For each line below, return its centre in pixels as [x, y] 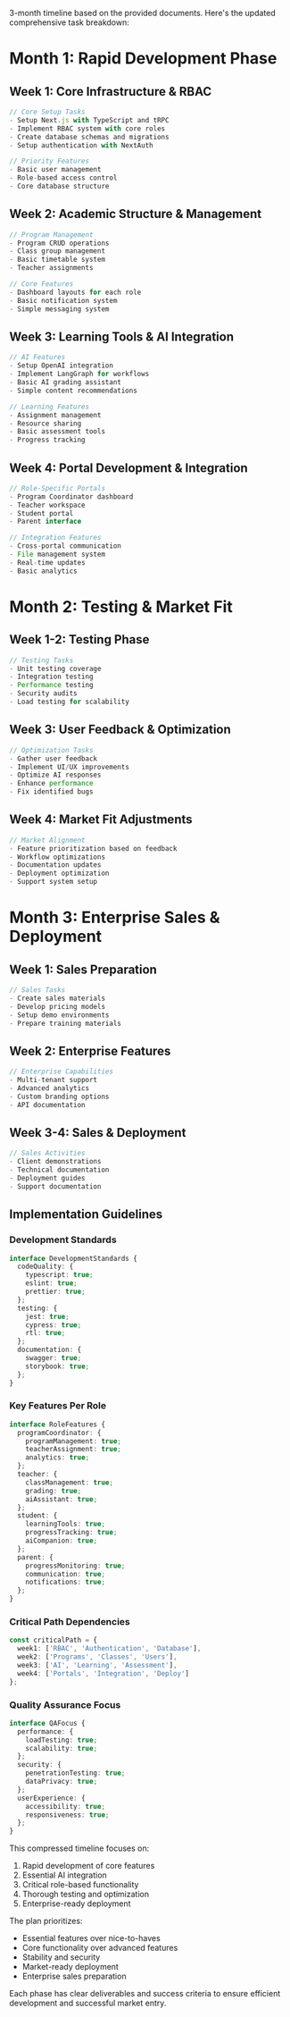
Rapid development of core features [88, 1866]
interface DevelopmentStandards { [74, 1258]
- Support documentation [55, 1186]
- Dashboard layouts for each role [75, 292]
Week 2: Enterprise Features [90, 1051]
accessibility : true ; [65, 1806]
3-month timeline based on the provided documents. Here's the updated [143, 13]
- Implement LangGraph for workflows [79, 374]
